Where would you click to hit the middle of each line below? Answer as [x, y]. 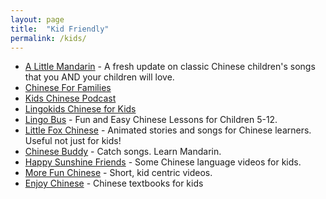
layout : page [37, 19]
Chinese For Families [68, 88]
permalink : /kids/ [48, 38]
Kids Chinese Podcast [70, 98]
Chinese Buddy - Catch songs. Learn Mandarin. [123, 152]
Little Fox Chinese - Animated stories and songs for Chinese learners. [168, 130]
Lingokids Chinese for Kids [80, 109]
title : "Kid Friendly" [60, 29]
